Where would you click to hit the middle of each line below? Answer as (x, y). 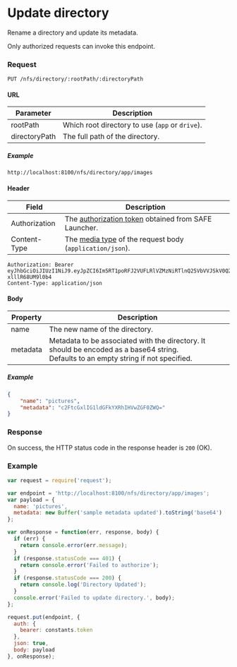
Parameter (33, 113)
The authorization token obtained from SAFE (138, 219)
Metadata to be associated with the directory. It (127, 340)
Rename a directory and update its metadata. (73, 32)
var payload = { (31, 500)
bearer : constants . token (56, 630)
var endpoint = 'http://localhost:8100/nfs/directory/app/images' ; (109, 493)
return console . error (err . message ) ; (74, 545)
